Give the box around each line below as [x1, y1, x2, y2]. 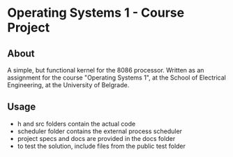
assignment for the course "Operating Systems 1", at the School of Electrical [7, 73, 227, 82]
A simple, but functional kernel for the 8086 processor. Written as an [7, 66, 204, 74]
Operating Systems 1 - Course [7, 5, 185, 21]
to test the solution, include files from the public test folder [17, 142, 186, 150]
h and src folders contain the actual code [17, 119, 136, 128]
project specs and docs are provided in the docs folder [17, 134, 176, 142]
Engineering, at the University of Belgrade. [7, 81, 130, 89]
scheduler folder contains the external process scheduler [17, 127, 183, 135]
